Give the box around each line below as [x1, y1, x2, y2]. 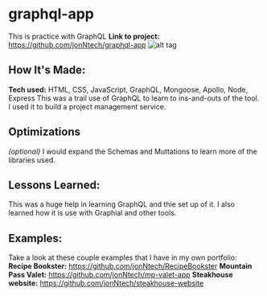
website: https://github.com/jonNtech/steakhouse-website [8, 278, 204, 288]
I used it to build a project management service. [8, 101, 166, 111]
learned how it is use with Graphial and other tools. [8, 208, 177, 218]
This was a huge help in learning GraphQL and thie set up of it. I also [8, 199, 236, 209]
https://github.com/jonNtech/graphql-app [8, 39, 146, 49]
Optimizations [8, 125, 80, 139]
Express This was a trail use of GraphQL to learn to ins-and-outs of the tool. [8, 93, 260, 103]
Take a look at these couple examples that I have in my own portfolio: [8, 253, 237, 262]
